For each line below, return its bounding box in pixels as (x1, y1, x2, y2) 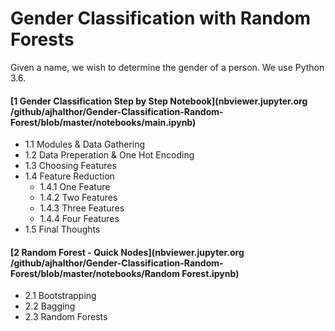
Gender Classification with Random (10, 7, 312, 30)
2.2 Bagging (24, 300, 76, 312)
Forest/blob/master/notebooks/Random (10, 267, 180, 279)
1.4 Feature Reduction (24, 170, 115, 182)
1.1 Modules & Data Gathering (24, 138, 146, 151)
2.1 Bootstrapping (24, 290, 97, 302)
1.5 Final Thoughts (24, 223, 101, 236)
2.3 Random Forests (24, 311, 108, 323)
